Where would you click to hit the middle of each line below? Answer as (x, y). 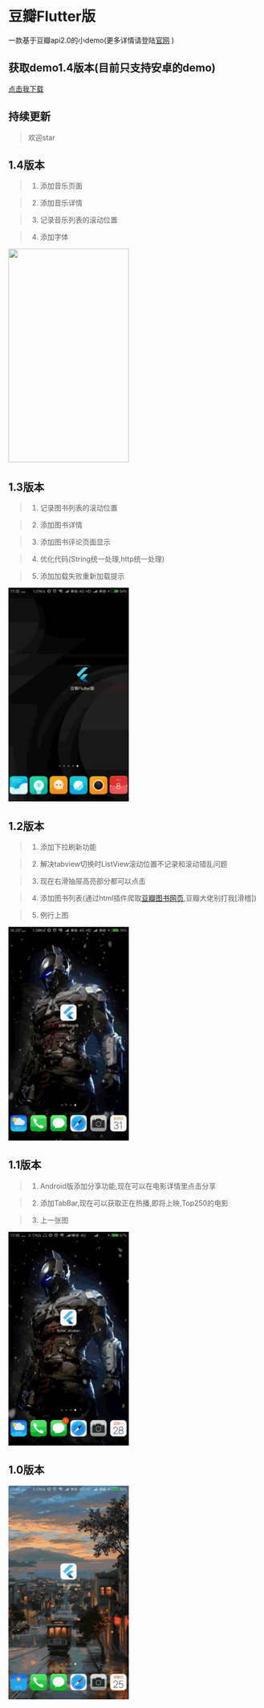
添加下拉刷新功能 (68, 847)
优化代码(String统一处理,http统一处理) (102, 559)
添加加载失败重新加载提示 (82, 576)
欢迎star (41, 137)
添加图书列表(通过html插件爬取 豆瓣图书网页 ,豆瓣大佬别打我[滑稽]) (148, 898)
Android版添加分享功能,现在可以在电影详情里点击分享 (128, 1185)
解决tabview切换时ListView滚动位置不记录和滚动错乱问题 (134, 864)
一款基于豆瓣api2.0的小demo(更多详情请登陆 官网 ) (91, 40)
